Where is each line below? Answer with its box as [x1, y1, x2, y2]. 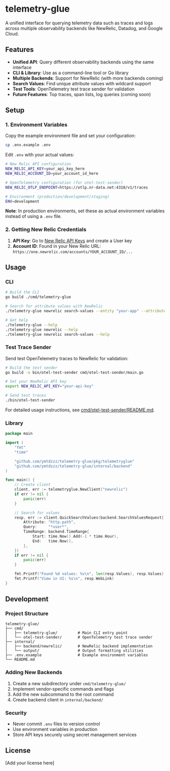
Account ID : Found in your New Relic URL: [12, 243, 101, 249]
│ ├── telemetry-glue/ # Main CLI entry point [5, 630, 128, 635]
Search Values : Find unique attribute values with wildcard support [12, 80, 151, 86]
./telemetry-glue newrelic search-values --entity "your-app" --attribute [5, 308, 166, 314]
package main [5, 431, 33, 436]
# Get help [5, 317, 28, 323]
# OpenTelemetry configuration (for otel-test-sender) [5, 180, 123, 185]
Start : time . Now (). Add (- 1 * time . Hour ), [32, 534, 119, 539]
